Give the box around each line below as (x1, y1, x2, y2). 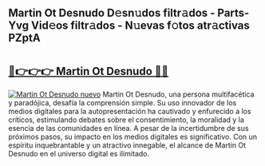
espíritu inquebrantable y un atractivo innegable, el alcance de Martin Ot (8, 140, 246, 150)
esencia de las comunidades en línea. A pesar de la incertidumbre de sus (8, 124, 249, 132)
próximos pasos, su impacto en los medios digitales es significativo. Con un (8, 132, 258, 141)
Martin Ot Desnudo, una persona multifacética (102, 89, 255, 99)
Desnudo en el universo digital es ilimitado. (8, 149, 150, 158)
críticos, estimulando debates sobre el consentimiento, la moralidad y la (8, 115, 245, 125)
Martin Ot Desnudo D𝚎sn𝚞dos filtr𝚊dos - (8, 6, 216, 20)
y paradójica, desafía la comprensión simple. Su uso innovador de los (8, 98, 237, 107)
